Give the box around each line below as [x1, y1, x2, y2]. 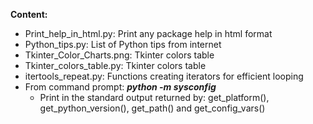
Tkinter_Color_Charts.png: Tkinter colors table [24, 49, 215, 61]
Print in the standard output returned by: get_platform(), [39, 92, 270, 103]
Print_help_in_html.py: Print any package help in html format [24, 28, 273, 39]
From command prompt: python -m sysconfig [24, 81, 217, 93]
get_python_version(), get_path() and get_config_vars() [39, 102, 266, 114]
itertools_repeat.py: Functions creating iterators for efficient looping [24, 70, 304, 82]
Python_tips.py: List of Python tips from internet [24, 39, 222, 50]
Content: [10, 9, 48, 20]
